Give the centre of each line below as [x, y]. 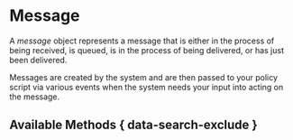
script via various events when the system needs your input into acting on [146, 87]
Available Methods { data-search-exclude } [134, 125]
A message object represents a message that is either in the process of [142, 41]
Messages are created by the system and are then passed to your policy [143, 77]
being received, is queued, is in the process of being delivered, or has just [146, 50]
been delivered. [38, 60]
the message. [35, 97]
